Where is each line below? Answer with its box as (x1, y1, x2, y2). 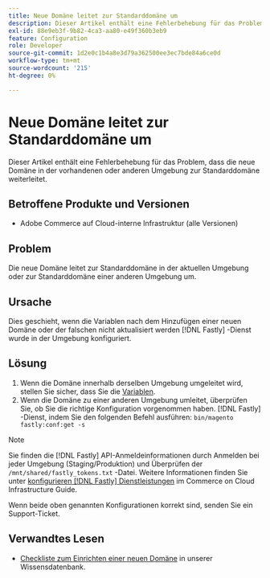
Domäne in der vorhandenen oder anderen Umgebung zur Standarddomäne (8, 166, 260, 175)
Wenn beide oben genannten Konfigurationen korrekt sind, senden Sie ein (8, 500, 253, 510)
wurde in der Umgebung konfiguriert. (8, 334, 132, 342)
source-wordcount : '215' (8, 64, 92, 72)
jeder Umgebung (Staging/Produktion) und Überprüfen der (8, 459, 203, 469)
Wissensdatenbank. (19, 562, 86, 572)
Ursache (8, 295, 52, 309)
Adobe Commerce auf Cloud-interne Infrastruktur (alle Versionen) (19, 219, 239, 228)
